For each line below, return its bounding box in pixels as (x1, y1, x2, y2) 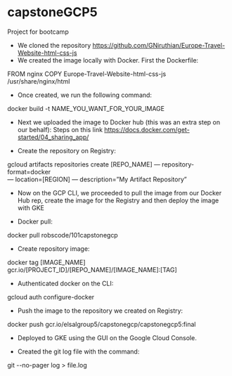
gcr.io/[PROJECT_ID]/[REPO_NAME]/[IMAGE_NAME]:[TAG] (7, 265, 177, 274)
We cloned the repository (17, 41, 91, 49)
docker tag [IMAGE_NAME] (7, 258, 86, 266)
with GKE (17, 203, 44, 212)
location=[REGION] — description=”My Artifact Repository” (15, 175, 188, 183)
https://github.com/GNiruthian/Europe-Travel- (92, 41, 226, 49)
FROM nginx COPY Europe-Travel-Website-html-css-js (7, 70, 167, 78)
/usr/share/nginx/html (7, 77, 70, 85)
